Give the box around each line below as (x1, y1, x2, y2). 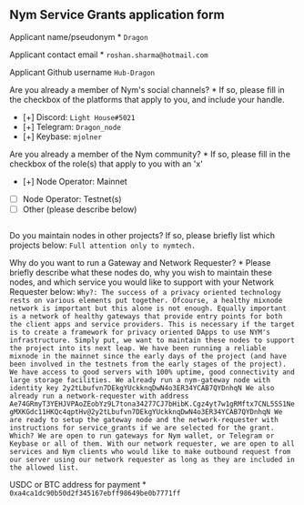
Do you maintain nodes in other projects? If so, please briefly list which (9, 229, 276, 240)
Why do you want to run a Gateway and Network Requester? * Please (9, 257, 271, 268)
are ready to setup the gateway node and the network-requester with (9, 415, 279, 424)
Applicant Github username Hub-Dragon (9, 66, 156, 77)
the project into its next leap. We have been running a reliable (9, 343, 267, 353)
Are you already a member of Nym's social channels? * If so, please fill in (9, 84, 285, 95)
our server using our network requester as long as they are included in (9, 455, 296, 464)
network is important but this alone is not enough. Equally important (9, 304, 287, 313)
